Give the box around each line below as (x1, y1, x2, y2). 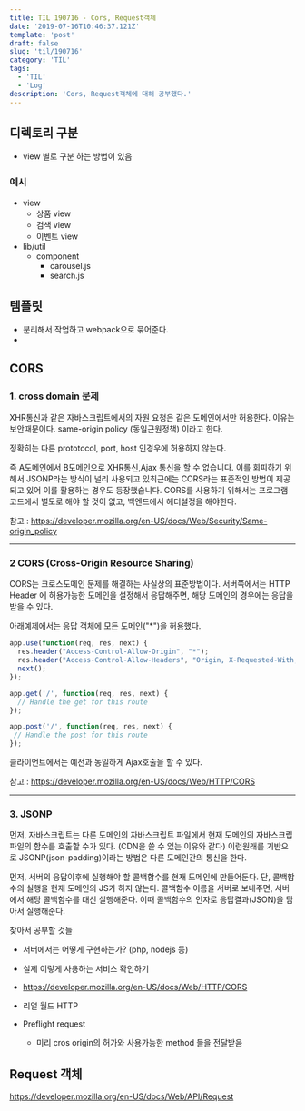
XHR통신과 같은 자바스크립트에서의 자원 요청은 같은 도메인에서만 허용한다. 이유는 (9, 412, 295, 423)
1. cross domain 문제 (9, 390, 100, 402)
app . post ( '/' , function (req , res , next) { (9, 722, 172, 731)
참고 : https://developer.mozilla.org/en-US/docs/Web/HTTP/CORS (9, 776, 256, 787)
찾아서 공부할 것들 (9, 925, 73, 936)
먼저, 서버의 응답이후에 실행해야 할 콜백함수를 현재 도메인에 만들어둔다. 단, (9, 871, 271, 882)
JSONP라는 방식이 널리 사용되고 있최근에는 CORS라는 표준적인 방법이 (25, 473, 274, 484)
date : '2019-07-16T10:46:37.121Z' (9, 22, 141, 31)
